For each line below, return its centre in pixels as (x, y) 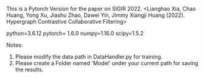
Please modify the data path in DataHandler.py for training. (89, 57)
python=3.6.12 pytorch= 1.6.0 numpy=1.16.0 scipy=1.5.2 (75, 33)
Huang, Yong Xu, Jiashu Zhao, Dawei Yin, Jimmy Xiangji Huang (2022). (96, 15)
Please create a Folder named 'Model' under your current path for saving (107, 63)
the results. (29, 70)
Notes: (15, 45)
